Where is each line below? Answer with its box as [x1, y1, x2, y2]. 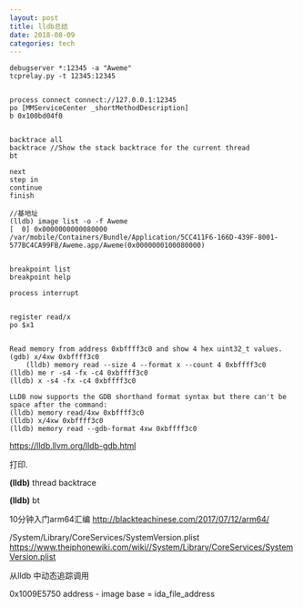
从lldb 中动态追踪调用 [9, 571, 89, 582]
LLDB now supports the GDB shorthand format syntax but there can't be [9, 393, 287, 402]
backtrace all [9, 136, 64, 145]
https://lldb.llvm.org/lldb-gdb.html [9, 440, 136, 451]
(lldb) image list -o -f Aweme [9, 217, 128, 226]
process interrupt [9, 289, 79, 298]
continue [9, 183, 43, 192]
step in [9, 175, 39, 185]
